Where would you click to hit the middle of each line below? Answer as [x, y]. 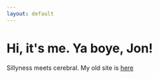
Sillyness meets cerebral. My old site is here [70, 68]
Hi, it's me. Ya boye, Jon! [80, 48]
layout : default [30, 14]
